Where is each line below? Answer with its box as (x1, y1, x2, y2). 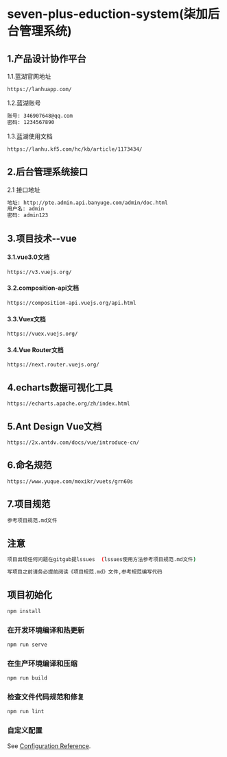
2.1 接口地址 (7, 186, 40, 194)
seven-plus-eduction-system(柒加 (7, 6, 208, 22)
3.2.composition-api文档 (7, 284, 80, 292)
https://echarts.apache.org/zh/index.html (7, 400, 130, 408)
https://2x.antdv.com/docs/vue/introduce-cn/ (7, 439, 139, 446)
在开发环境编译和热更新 (7, 625, 84, 634)
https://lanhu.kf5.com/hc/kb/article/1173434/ (7, 145, 143, 153)
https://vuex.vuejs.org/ (7, 330, 78, 338)
